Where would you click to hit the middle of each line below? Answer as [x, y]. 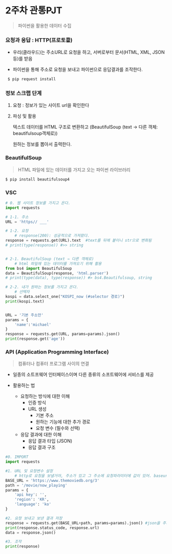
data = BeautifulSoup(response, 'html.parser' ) [57, 273]
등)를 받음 [23, 59]
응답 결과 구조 [42, 447]
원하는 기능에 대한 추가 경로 [63, 422]
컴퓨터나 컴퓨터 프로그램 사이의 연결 [53, 364]
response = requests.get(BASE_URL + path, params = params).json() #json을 [83, 523]
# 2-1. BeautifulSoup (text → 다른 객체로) [50, 259]
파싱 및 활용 [25, 116]
